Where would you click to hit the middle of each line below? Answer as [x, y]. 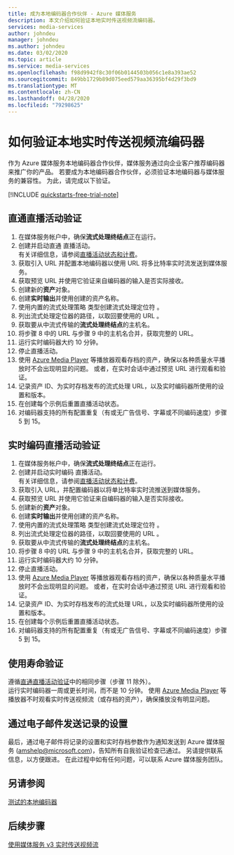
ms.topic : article [35, 60]
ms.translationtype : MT [43, 86]
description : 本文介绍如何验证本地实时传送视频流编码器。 [83, 20]
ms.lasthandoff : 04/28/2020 [49, 99]
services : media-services [46, 27]
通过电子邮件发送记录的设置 [68, 723]
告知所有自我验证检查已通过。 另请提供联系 [161, 751]
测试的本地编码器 [33, 802]
